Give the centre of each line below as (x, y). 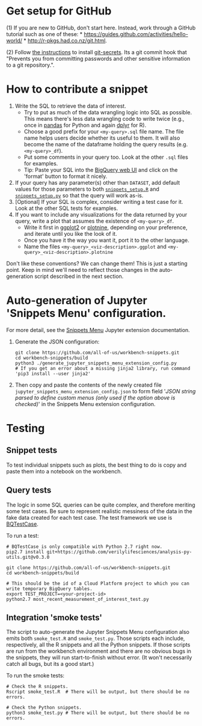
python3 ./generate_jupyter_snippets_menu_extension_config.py (96, 363)
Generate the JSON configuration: (57, 342)
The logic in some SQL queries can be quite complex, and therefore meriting (101, 505)
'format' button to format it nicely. (66, 176)
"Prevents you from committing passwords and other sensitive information (98, 58)
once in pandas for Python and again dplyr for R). (85, 125)
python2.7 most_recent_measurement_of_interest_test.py (78, 599)
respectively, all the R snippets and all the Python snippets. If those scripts (98, 645)
